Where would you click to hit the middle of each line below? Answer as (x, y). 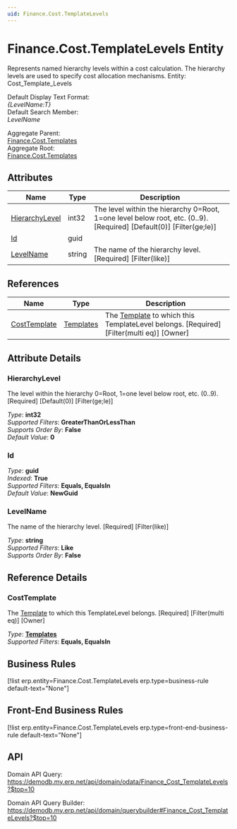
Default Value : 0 (31, 437)
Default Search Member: (43, 112)
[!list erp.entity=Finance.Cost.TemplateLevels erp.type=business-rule (108, 680)
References (33, 284)
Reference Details (47, 578)
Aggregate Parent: (34, 133)
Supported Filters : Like (41, 548)
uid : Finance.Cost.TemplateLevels (58, 14)
